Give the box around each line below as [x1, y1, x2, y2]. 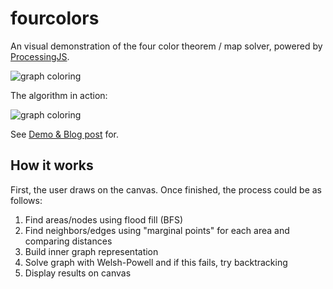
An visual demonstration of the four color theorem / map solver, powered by [10, 40, 323, 52]
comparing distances [24, 235, 113, 247]
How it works [10, 157, 94, 174]
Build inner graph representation [24, 245, 159, 257]
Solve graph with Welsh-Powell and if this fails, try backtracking [24, 256, 288, 268]
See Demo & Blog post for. [10, 128, 120, 140]
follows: [10, 194, 43, 206]
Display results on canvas [24, 267, 132, 279]
